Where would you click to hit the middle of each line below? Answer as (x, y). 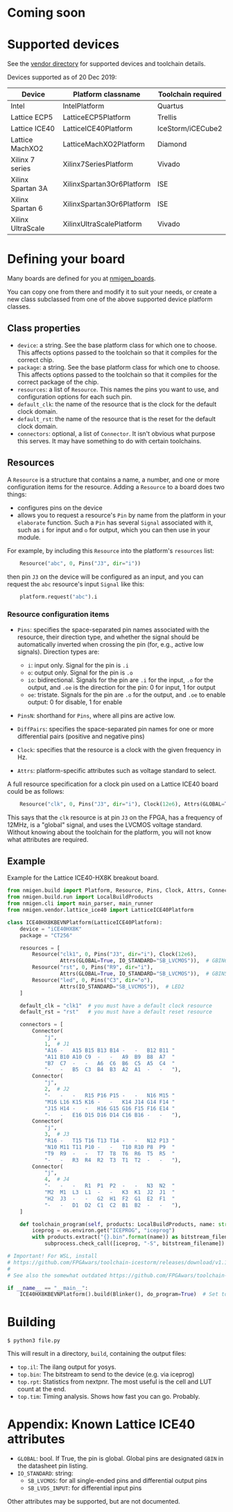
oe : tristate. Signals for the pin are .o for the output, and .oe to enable (127, 695)
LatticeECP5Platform (97, 117)
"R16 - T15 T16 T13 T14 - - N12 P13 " (110, 1141)
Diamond (172, 144)
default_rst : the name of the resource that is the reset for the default (116, 418)
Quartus (170, 106)
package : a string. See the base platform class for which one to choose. (119, 367)
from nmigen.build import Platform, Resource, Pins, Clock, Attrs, (107, 891)
